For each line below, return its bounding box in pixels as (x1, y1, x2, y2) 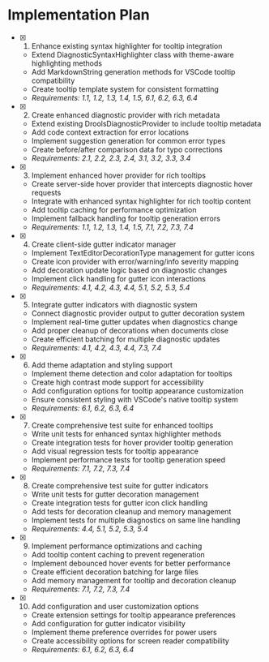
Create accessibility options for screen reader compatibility (31, 635, 230, 646)
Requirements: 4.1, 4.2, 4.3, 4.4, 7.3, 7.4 (31, 342, 162, 352)
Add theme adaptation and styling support (31, 359, 173, 370)
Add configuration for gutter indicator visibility (31, 618, 186, 628)
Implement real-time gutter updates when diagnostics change (31, 316, 238, 326)
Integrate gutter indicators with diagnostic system (31, 299, 198, 309)
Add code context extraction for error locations (31, 127, 190, 137)
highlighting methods (31, 58, 103, 68)
